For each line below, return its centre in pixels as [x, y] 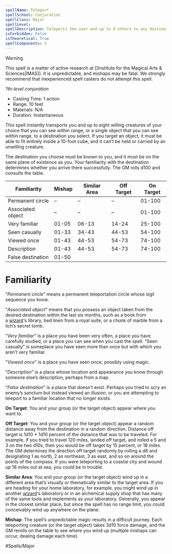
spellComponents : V [26, 44]
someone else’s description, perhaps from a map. [58, 377]
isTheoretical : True [27, 39]
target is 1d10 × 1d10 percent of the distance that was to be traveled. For [81, 434]
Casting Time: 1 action [36, 98]
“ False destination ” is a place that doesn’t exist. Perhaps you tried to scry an [86, 387]
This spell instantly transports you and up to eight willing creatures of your [84, 125]
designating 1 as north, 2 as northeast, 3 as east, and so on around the [80, 456]
